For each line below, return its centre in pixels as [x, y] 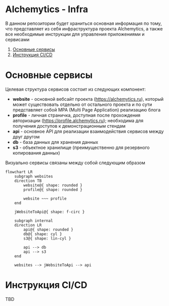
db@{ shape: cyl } [43, 234]
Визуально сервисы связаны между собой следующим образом [75, 163]
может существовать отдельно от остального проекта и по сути [82, 104]
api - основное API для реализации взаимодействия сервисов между [88, 131]
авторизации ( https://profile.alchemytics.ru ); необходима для [78, 121]
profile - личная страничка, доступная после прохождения [76, 115]
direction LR [28, 225]
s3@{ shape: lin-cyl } [47, 238]
